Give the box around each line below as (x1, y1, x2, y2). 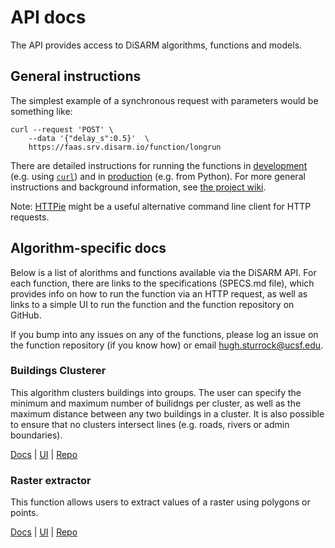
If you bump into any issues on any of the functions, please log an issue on (10, 328, 319, 340)
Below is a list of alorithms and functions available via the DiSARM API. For (10, 266, 317, 278)
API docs (10, 6, 87, 29)
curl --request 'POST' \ (10, 124, 114, 135)
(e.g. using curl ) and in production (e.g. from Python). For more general (10, 170, 306, 182)
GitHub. (10, 309, 42, 321)
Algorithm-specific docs (10, 240, 167, 257)
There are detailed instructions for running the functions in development (10, 159, 308, 171)
